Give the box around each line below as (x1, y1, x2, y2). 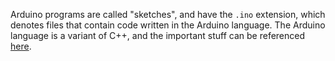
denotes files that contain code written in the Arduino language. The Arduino (10, 19, 326, 31)
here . (10, 40, 32, 52)
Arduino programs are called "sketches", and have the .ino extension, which (10, 9, 326, 20)
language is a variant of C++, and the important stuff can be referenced (10, 30, 306, 41)
